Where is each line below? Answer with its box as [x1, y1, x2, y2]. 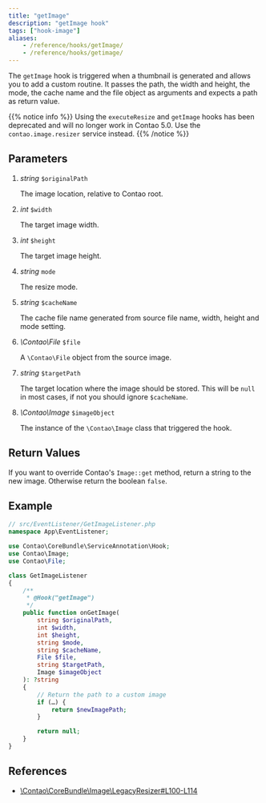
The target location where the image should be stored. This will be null [19, 383, 256, 393]
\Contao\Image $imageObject [19, 408, 115, 417]
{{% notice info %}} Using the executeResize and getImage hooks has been [8, 112, 255, 121]
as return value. [8, 97, 60, 106]
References [8, 765, 67, 778]
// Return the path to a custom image [37, 690, 167, 699]
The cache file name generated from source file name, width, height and [19, 313, 260, 323]
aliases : [8, 34, 38, 42]
